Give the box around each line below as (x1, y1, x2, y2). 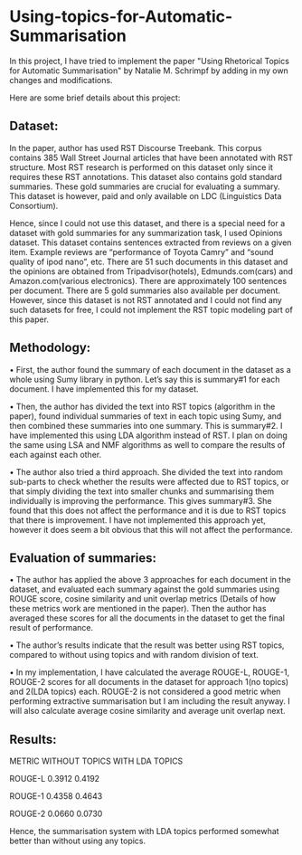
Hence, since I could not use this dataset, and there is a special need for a (9, 217, 286, 228)
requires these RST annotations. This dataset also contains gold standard (9, 171, 282, 182)
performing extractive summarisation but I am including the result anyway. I (9, 696, 291, 707)
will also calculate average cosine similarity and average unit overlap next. (9, 706, 287, 717)
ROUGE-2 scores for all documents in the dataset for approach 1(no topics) (9, 677, 289, 688)
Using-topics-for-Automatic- (9, 6, 233, 27)
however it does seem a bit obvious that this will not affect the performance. (9, 524, 293, 535)
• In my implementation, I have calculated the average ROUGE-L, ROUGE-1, (9, 667, 290, 678)
